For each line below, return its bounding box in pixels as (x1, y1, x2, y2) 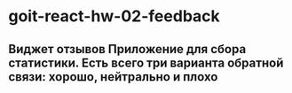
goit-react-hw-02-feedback (8, 6, 221, 27)
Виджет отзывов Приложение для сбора (8, 42, 247, 57)
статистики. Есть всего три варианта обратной (8, 55, 284, 70)
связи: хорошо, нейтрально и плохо (8, 69, 218, 84)
